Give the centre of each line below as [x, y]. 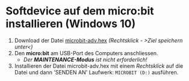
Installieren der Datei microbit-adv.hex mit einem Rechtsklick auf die [99, 66]
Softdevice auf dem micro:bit [80, 11]
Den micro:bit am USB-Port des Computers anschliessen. [86, 53]
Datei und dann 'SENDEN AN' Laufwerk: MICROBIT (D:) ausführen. [96, 72]
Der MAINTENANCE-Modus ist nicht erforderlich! [85, 59]
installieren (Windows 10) [71, 24]
